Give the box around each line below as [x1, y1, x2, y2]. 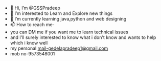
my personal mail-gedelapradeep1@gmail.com [10, 45, 108, 51]
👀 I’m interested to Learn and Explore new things [10, 10, 113, 16]
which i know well [10, 40, 48, 46]
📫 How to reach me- [10, 22, 55, 28]
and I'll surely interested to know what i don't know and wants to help [10, 34, 156, 40]
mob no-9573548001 [10, 51, 55, 56]
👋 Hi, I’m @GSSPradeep [10, 5, 60, 11]
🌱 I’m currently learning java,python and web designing [10, 16, 127, 22]
